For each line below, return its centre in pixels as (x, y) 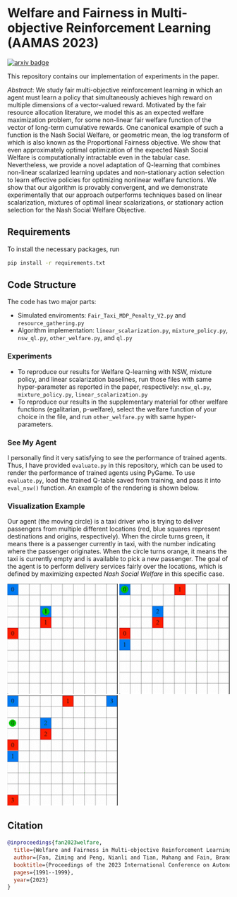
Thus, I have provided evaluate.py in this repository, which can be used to (115, 465)
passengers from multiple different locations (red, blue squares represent (114, 529)
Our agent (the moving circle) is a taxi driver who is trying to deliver (105, 522)
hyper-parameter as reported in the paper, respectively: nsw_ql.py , (114, 387)
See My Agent (32, 443)
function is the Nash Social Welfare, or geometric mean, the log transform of (118, 135)
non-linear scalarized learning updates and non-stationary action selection (116, 172)
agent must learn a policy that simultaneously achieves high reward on (110, 97)
